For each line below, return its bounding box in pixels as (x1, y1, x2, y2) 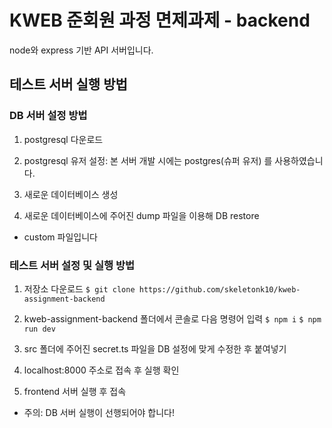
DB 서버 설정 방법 (9, 109, 88, 123)
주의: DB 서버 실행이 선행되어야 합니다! (23, 406, 176, 418)
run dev (23, 324, 56, 334)
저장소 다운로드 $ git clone (23, 282, 136, 295)
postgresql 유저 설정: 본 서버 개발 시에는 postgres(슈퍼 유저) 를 (23, 154, 273, 166)
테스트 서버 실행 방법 (9, 76, 128, 93)
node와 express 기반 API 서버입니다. (9, 44, 154, 56)
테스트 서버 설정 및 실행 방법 (9, 258, 135, 272)
